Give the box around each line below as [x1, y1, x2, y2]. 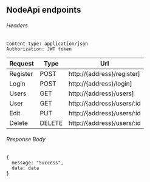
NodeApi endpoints [6, 5, 81, 15]
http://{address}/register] [69, 69, 141, 78]
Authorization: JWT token [6, 45, 72, 52]
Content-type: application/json [6, 41, 88, 47]
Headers [6, 21, 29, 29]
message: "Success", [12, 160, 64, 166]
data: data [12, 165, 39, 171]
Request [9, 59, 35, 67]
